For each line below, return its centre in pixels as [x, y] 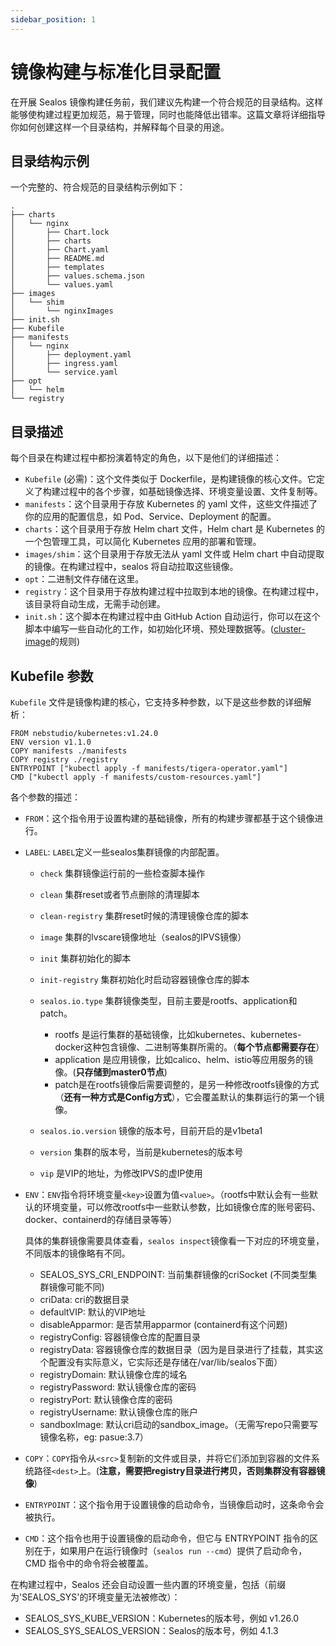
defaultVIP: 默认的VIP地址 [93, 1312]
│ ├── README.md [57, 259]
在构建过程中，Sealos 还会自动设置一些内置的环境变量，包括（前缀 [148, 1584]
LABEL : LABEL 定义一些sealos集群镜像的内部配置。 [124, 852]
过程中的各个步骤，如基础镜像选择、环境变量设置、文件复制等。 [191, 492]
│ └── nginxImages [62, 311]
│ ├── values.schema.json [77, 276]
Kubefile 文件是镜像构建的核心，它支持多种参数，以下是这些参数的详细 [156, 702]
